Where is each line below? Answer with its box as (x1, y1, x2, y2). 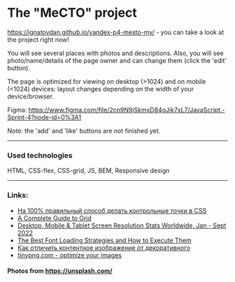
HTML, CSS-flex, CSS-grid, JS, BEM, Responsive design (7, 166, 170, 175)
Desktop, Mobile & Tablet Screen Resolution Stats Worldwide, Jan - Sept (17, 221, 227, 230)
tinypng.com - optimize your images (17, 251, 122, 259)
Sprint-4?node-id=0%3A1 (7, 113, 82, 121)
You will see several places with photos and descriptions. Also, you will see (7, 49, 224, 57)
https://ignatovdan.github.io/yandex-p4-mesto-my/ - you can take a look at (7, 28, 225, 36)
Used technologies (7, 150, 73, 160)
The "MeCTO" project (7, 5, 138, 21)
